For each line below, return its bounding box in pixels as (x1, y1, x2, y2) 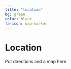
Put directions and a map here (5, 59, 67, 65)
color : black (5, 16, 32, 21)
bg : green (5, 12, 26, 17)
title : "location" (5, 7, 43, 12)
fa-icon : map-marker (5, 21, 48, 26)
